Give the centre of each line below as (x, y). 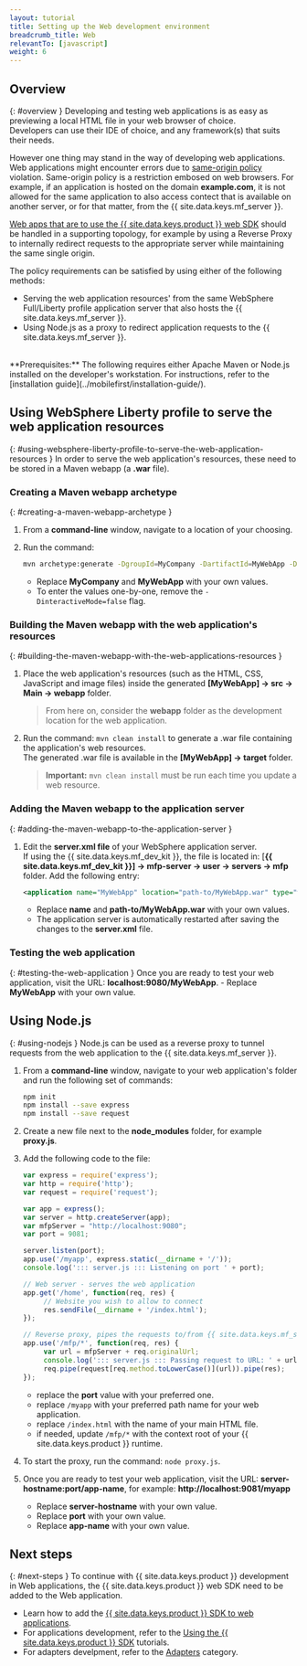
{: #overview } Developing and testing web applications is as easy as (139, 111)
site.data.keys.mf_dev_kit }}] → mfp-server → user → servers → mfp (155, 865)
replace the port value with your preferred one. (125, 1395)
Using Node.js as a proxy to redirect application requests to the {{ (146, 327)
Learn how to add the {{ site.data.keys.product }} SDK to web (138, 1613)
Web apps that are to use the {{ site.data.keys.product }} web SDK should (148, 224)
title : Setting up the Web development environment (110, 27)
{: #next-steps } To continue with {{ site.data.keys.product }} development (149, 1576)
